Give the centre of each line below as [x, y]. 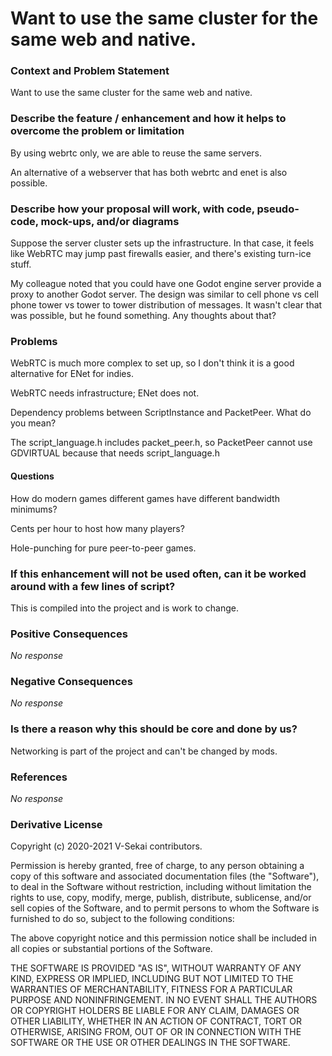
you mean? [33, 423]
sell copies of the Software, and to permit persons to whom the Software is [165, 908]
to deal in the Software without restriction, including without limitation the [161, 887]
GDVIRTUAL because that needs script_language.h [115, 453]
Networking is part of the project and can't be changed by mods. [144, 751]
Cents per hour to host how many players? [97, 528]
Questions [32, 476]
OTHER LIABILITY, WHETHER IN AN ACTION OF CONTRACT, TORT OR [156, 1021]
